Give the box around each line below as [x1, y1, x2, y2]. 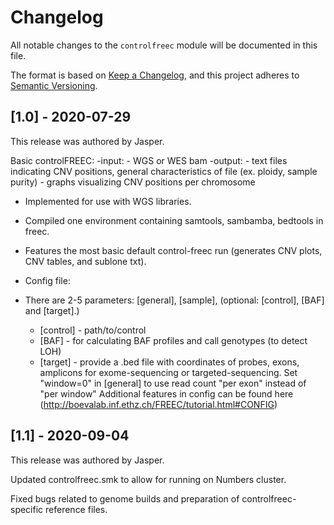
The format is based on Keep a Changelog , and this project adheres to [10, 69, 300, 81]
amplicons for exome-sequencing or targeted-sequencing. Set [39, 366, 298, 378]
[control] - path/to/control [39, 324, 147, 336]
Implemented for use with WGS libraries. [24, 195, 192, 207]
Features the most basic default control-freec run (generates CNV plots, [24, 244, 323, 256]
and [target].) [24, 304, 80, 316]
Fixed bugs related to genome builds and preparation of [10, 492, 240, 505]
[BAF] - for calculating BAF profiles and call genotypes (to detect [39, 334, 308, 346]
